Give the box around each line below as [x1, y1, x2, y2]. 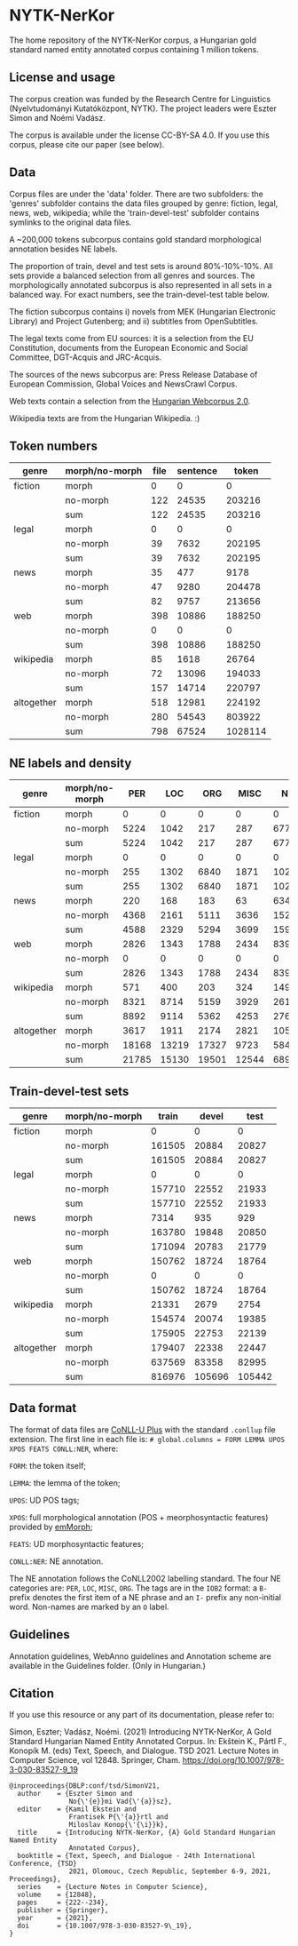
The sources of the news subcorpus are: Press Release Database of [9, 369, 258, 379]
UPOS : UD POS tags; [9, 1495, 80, 1505]
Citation [9, 1686, 55, 1702]
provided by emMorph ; [9, 1521, 93, 1532]
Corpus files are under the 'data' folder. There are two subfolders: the [9, 188, 264, 199]
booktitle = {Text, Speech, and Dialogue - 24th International [17, 1852, 255, 1861]
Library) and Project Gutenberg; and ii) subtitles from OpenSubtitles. [9, 315, 259, 326]
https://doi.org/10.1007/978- [182, 1755, 285, 1766]
